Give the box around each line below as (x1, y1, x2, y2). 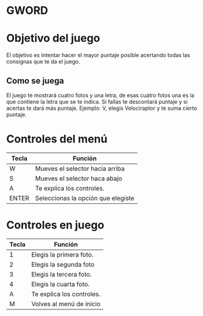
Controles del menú (6, 132, 108, 146)
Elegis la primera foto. (31, 250, 94, 258)
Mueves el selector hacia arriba (35, 164, 125, 173)
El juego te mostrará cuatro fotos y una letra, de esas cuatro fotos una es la (6, 92, 194, 99)
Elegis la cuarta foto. (31, 280, 90, 288)
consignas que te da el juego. (6, 58, 80, 66)
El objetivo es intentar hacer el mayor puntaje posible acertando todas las (6, 52, 190, 59)
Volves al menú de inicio (31, 300, 101, 308)
